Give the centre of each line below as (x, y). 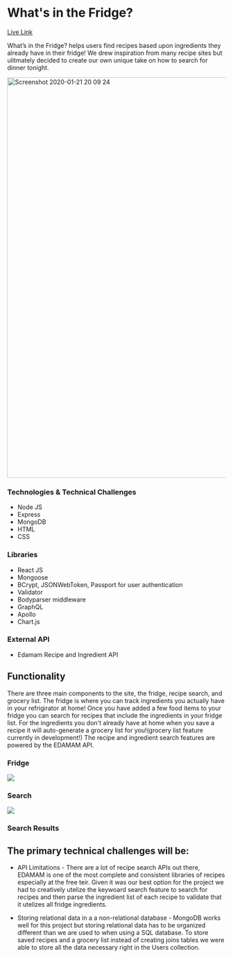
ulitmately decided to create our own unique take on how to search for (107, 60)
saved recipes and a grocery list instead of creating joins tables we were (121, 940)
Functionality (36, 676)
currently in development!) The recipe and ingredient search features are (111, 737)
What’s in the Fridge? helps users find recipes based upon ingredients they (114, 45)
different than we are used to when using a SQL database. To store (113, 932)
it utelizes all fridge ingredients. (62, 904)
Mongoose (33, 577)
